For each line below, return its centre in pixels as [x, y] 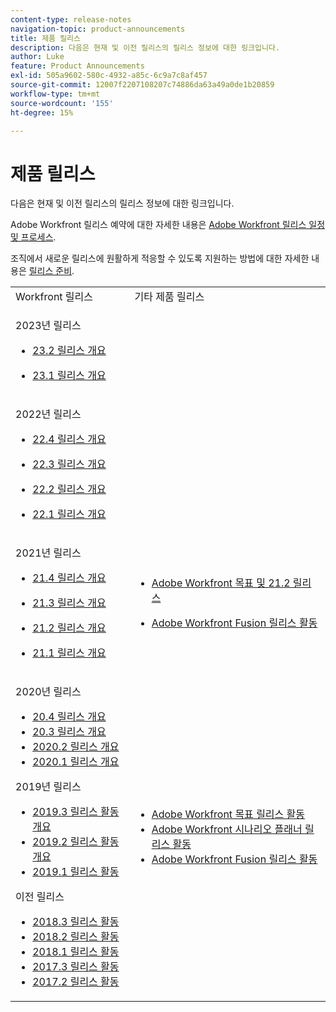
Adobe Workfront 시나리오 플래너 [227, 829]
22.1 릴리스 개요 [69, 514]
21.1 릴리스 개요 [69, 653]
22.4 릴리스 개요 [69, 439]
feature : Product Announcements [77, 66]
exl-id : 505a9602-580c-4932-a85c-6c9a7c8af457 [109, 76]
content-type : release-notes [71, 19]
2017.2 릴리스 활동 [76, 982]
